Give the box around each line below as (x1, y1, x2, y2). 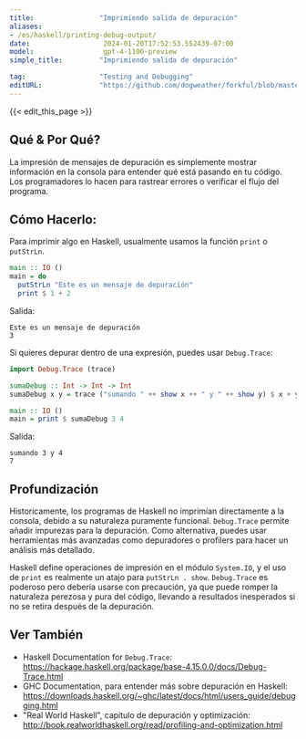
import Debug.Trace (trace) (9, 364, 117, 374)
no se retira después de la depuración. (9, 601, 155, 612)
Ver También (9, 627, 84, 643)
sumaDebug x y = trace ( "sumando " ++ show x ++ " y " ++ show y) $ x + (9, 390, 291, 399)
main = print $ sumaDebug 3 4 (9, 414, 125, 424)
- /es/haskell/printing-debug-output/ (9, 30, 157, 39)
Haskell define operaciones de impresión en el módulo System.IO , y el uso (9, 562, 287, 573)
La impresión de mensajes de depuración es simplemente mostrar (9, 156, 258, 167)
